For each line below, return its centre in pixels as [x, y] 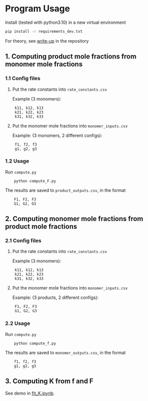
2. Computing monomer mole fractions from [74, 219]
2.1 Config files [23, 241]
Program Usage [37, 9]
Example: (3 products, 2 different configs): [55, 297]
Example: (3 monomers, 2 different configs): [57, 135]
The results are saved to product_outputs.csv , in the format [65, 190]
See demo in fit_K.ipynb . [30, 393]
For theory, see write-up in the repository [47, 41]
